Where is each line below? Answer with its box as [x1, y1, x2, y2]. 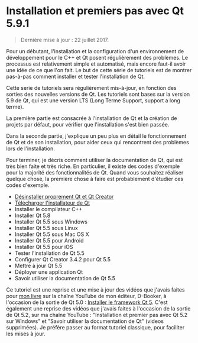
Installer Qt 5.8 [14, 212, 51, 219]
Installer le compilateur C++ [14, 205, 83, 212]
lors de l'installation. [6, 145, 55, 152]
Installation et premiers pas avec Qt [6, 4, 184, 18]
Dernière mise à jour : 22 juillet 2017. [20, 36, 109, 43]
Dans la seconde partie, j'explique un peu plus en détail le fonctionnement [6, 132, 187, 140]
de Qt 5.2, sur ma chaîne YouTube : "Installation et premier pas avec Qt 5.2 [6, 311, 188, 318]
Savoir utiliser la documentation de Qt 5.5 [14, 274, 115, 281]
